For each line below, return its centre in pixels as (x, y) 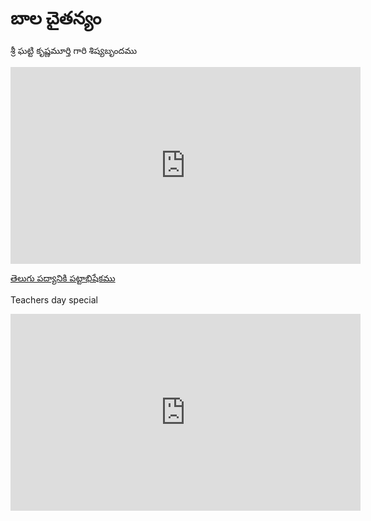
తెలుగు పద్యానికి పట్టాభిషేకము (63, 278)
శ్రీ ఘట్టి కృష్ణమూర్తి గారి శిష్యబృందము (74, 50)
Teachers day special (54, 299)
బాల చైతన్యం (56, 18)
